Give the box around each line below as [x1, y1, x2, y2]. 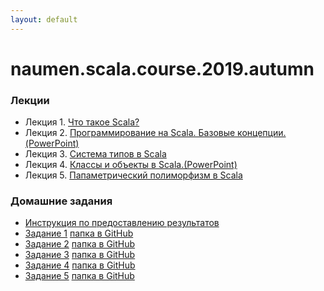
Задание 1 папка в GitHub [24, 227, 134, 240]
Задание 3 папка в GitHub [24, 249, 136, 261]
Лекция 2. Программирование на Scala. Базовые [24, 127, 236, 139]
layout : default [10, 14, 78, 25]
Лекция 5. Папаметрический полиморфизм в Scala [24, 169, 243, 181]
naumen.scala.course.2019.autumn [10, 57, 315, 80]
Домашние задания [10, 194, 113, 208]
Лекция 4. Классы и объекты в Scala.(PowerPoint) [24, 159, 238, 171]
